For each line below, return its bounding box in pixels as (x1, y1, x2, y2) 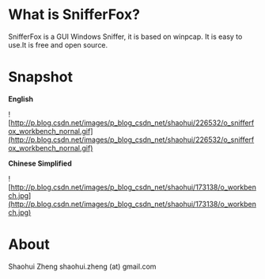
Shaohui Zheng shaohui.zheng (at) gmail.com (8, 262, 157, 271)
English (8, 94, 34, 104)
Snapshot (8, 68, 74, 86)
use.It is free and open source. (8, 40, 108, 49)
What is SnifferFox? (8, 6, 141, 24)
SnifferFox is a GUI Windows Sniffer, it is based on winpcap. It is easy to (8, 32, 243, 41)
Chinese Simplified (8, 159, 73, 168)
